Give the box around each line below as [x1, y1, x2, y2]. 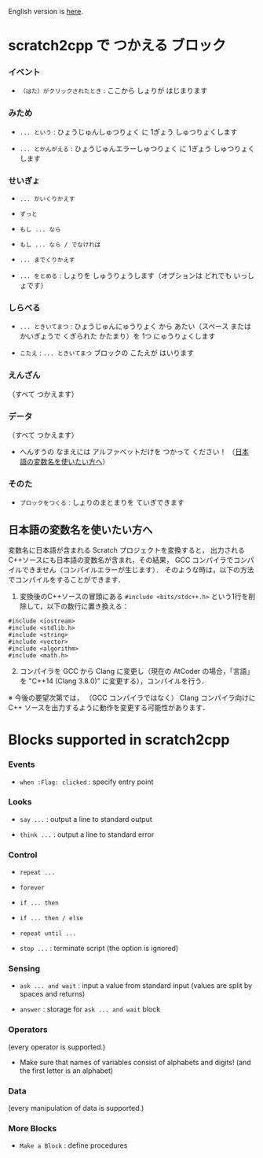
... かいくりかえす [19, 195, 75, 203]
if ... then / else [19, 915, 84, 923]
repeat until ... [19, 930, 77, 938]
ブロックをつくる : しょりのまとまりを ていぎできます [19, 498, 184, 507]
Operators [8, 1024, 49, 1035]
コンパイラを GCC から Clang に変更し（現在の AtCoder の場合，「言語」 [19, 667, 254, 676]
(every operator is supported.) [8, 1042, 106, 1052]
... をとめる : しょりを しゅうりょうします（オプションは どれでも [19, 271, 232, 280]
